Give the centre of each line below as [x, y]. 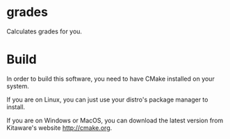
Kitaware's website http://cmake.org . [59, 128]
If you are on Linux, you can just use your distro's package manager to [107, 99]
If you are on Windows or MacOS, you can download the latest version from [115, 120]
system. [18, 86]
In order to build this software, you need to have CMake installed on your [110, 79]
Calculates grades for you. [44, 31]
